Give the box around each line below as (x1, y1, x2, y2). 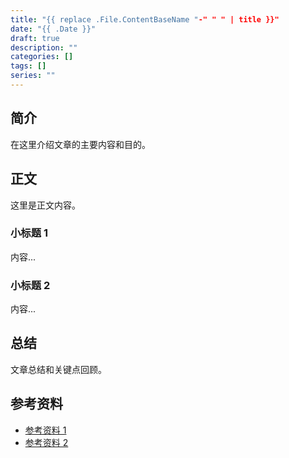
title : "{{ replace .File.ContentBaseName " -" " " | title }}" (10, 14, 280, 25)
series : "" (10, 71, 56, 81)
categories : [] (10, 52, 74, 62)
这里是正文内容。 (10, 199, 81, 211)
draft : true (10, 33, 60, 43)
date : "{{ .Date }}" (10, 24, 97, 34)
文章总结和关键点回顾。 (10, 363, 107, 375)
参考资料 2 (24, 436, 69, 448)
